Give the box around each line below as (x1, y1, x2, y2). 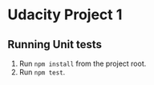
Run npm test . (18, 67, 66, 77)
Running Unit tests (7, 38, 102, 51)
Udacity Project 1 (7, 6, 123, 24)
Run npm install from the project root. (18, 59, 147, 68)
